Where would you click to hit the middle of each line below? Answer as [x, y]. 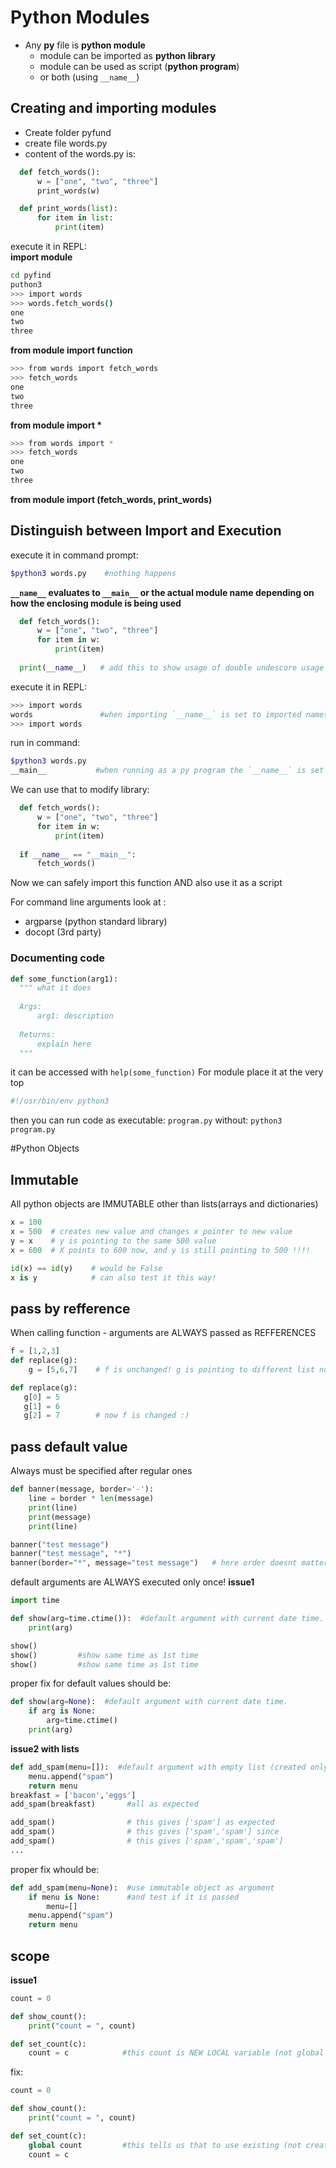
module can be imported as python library [128, 55]
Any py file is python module [85, 45]
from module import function [71, 350]
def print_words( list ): [68, 209]
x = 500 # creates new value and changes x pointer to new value [151, 1232]
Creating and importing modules [113, 108]
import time [35, 1601]
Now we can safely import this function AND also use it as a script [146, 883]
